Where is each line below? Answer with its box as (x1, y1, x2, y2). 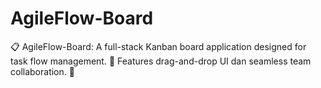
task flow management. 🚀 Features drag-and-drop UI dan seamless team (10, 55, 312, 67)
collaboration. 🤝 (10, 65, 75, 77)
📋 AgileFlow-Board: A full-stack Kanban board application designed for (10, 40, 307, 52)
